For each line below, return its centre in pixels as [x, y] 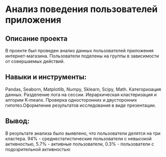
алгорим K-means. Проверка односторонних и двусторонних [71, 100]
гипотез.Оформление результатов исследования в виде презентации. [81, 105]
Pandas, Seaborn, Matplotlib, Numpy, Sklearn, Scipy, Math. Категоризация [83, 89]
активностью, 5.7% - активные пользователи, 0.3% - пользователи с [80, 144]
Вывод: [17, 121]
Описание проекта [36, 38]
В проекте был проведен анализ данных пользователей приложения [79, 51]
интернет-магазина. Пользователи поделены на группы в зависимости [82, 56]
